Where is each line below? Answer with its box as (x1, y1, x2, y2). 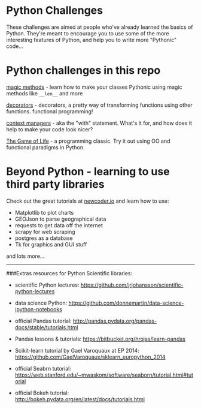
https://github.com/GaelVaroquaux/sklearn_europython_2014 (14, 353, 166, 360)
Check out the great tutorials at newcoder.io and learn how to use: (6, 197, 169, 204)
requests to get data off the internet (14, 221, 103, 228)
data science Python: (14, 299, 68, 306)
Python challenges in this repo (6, 64, 161, 77)
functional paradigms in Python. (6, 143, 85, 151)
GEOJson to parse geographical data (14, 215, 106, 222)
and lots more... (6, 252, 45, 260)
